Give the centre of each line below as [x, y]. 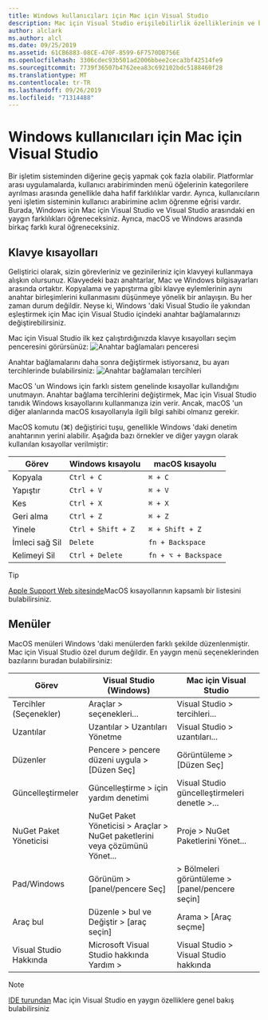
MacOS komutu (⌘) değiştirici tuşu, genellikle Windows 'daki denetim [123, 427]
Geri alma [30, 516]
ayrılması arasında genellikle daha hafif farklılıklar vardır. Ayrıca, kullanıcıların [134, 194]
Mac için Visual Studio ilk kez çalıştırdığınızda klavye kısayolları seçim [122, 338]
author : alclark [35, 30]
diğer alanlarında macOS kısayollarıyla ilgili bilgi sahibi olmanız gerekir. [124, 412]
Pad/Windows [39, 883]
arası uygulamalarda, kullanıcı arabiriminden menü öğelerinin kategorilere [128, 185]
